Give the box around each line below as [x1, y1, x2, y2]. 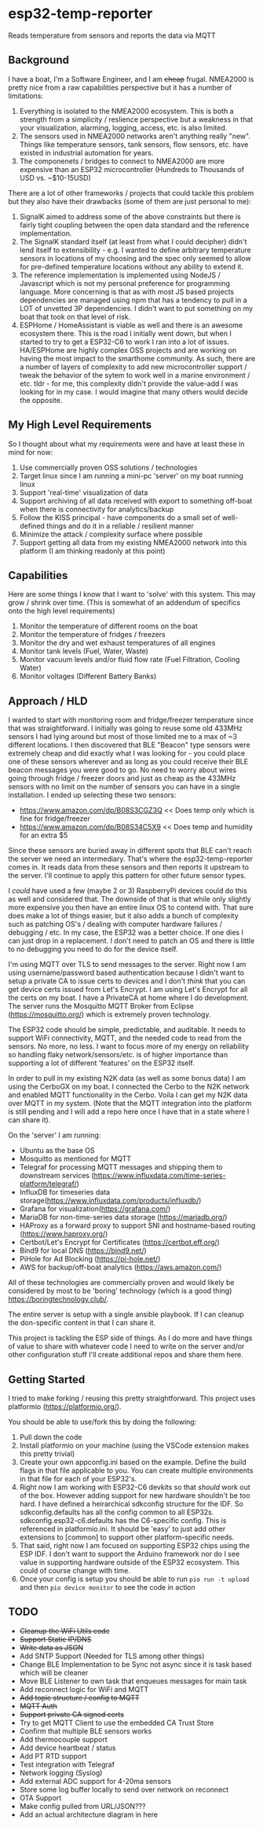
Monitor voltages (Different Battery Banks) [19, 672, 157, 681]
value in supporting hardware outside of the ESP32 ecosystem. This [19, 1558, 240, 1567]
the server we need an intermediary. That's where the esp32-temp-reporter [8, 854, 254, 864]
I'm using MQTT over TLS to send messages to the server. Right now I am [8, 960, 247, 969]
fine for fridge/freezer [19, 814, 90, 823]
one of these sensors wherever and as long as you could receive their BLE [8, 757, 249, 767]
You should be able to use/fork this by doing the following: [8, 1417, 197, 1426]
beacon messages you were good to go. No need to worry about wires [8, 765, 237, 774]
